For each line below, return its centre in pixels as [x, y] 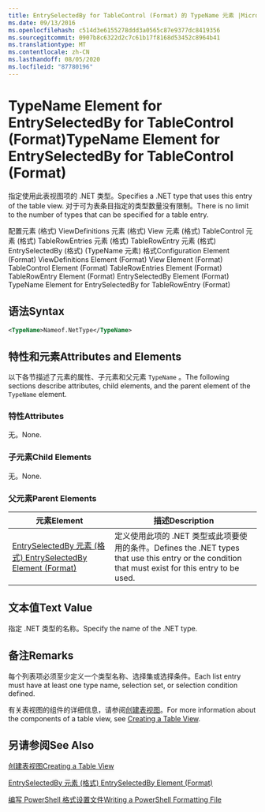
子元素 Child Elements [50, 457]
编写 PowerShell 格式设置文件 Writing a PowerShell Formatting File [115, 799]
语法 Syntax [36, 311]
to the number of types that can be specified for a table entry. [108, 215]
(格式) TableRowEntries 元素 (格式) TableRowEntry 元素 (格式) [117, 241]
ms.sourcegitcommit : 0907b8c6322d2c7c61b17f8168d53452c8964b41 [114, 37]
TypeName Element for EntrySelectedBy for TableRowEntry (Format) [119, 284]
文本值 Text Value [50, 608]
